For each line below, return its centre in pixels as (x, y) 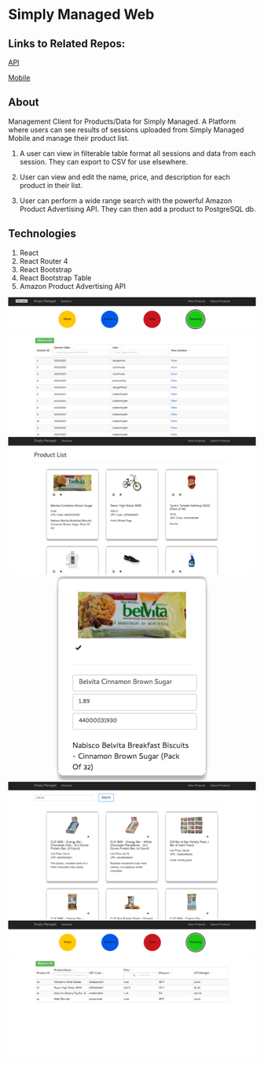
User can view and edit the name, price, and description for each (125, 177)
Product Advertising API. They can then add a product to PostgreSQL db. (137, 209)
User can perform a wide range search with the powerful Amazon (126, 200)
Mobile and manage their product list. (69, 138)
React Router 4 (44, 261)
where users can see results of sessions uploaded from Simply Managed (126, 129)
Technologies (42, 234)
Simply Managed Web (81, 15)
